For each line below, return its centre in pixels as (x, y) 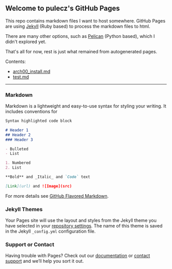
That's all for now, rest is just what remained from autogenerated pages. (81, 51)
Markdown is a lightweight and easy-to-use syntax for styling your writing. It (86, 106)
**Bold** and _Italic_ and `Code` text (48, 177)
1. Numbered (18, 163)
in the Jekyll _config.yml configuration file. (50, 231)
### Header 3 (19, 140)
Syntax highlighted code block (39, 121)
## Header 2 (18, 135)
